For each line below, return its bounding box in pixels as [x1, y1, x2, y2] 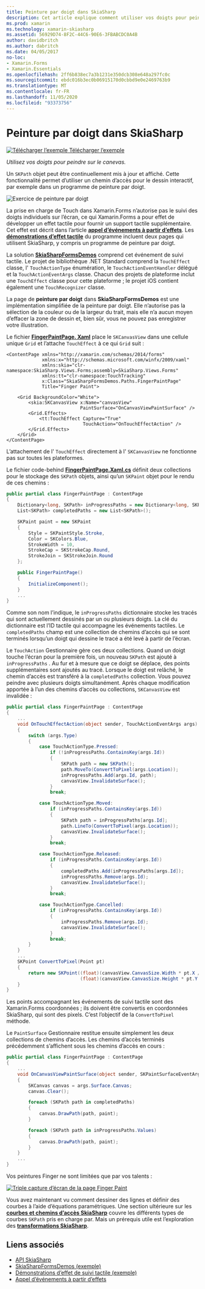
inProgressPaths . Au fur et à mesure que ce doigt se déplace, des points [6, 660, 190, 667]
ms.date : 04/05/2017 [6, 49, 59, 55]
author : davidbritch [6, 37, 59, 43]
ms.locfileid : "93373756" [6, 100, 72, 106]
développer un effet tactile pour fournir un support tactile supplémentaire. [6, 219, 192, 227]
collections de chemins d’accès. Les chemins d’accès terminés [6, 1036, 165, 1043]
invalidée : [6, 692, 32, 699]
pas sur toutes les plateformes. [6, 454, 84, 461]
